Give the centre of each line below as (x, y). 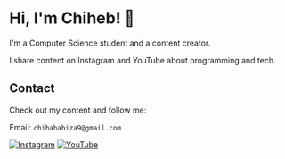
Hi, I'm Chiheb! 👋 (72, 18)
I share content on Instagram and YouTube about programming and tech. (142, 60)
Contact (32, 88)
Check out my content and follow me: (78, 110)
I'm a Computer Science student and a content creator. (110, 43)
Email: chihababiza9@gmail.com (65, 127)
